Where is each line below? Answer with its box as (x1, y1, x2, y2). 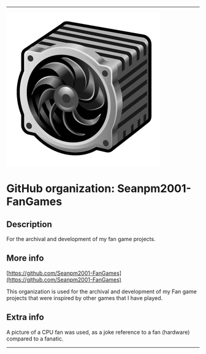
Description (6, 219, 52, 229)
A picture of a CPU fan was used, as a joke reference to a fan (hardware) (6, 328, 190, 336)
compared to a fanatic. (6, 335, 64, 342)
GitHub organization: (6, 182, 115, 196)
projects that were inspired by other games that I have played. (6, 294, 163, 301)
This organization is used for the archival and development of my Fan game (6, 288, 197, 295)
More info (6, 253, 44, 264)
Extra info (6, 312, 44, 323)
